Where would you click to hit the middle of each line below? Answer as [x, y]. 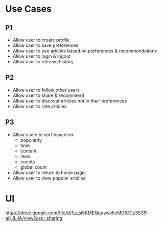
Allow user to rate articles [40, 106]
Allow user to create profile [41, 40]
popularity [31, 140]
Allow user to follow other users [46, 90]
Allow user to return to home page [49, 172]
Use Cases [29, 9]
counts [28, 162]
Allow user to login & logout [42, 56]
